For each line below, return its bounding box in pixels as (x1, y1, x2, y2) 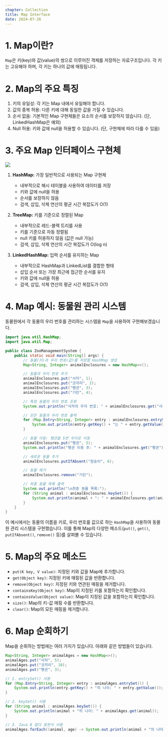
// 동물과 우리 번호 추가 (23, 371, 67, 376)
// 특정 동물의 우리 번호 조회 (23, 399, 76, 404)
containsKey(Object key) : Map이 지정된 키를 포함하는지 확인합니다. (12, 587, 146, 594)
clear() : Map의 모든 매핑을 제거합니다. (12, 606, 89, 612)
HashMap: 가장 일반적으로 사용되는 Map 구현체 (12, 172, 106, 178)
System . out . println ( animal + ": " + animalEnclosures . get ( (31, 496, 157, 501)
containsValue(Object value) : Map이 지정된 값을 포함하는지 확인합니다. (12, 594, 156, 600)
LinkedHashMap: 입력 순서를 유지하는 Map (12, 252, 99, 258)
